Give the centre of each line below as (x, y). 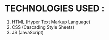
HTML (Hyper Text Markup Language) (51, 22)
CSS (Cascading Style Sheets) (43, 27)
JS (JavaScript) (28, 32)
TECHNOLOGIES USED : (54, 9)
